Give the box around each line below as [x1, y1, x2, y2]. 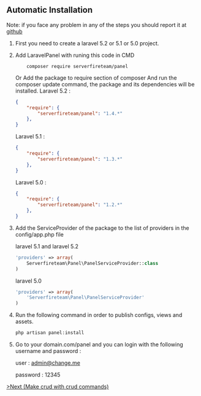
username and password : [15, 348, 82, 355]
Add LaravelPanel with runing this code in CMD [15, 51, 135, 59]
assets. [15, 318, 34, 326]
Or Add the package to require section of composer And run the [15, 74, 177, 82]
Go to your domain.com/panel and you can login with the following [15, 341, 184, 348]
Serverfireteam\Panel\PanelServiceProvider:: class [26, 260, 159, 266]
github [6, 28, 23, 35]
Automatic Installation [6, 5, 93, 15]
